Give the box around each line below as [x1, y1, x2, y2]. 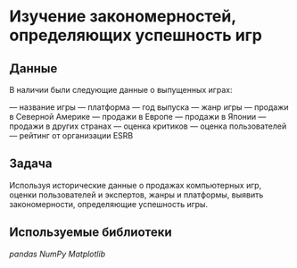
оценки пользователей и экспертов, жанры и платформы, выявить [9, 189, 264, 200]
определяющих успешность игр [9, 25, 263, 46]
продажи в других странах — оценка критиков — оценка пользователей [9, 121, 287, 131]
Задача [9, 156, 53, 172]
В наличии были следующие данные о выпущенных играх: [9, 85, 233, 95]
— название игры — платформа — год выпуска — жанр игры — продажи [9, 102, 289, 113]
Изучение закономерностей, [9, 6, 236, 27]
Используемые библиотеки [9, 225, 172, 240]
